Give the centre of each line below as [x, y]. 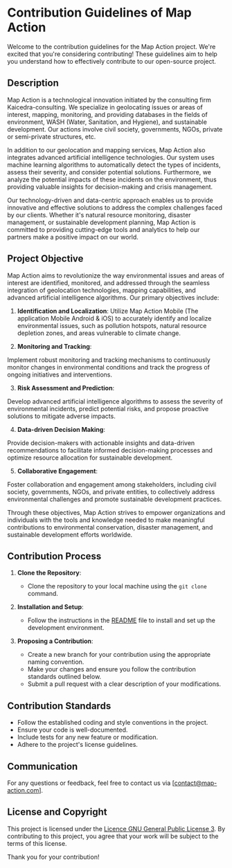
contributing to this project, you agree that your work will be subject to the [113, 836]
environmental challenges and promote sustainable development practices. [115, 499]
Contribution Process [54, 556]
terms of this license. [37, 843]
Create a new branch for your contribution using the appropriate [119, 655]
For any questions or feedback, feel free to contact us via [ [91, 783]
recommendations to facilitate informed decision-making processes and [110, 450]
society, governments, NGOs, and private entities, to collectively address [111, 491]
